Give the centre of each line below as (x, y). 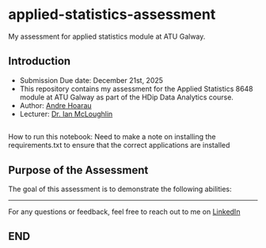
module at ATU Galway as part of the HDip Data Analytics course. (126, 97)
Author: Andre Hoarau (56, 105)
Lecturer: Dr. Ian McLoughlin (66, 114)
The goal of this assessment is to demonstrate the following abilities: (120, 189)
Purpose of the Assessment (78, 170)
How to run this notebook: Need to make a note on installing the (112, 137)
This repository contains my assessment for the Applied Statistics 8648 (136, 88)
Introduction (40, 61)
